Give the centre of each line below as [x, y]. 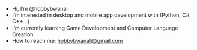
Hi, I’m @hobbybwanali [40, 9]
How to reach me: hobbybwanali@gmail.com [67, 41]
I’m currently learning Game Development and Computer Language [95, 28]
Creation [23, 34]
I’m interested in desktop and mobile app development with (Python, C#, [101, 15]
